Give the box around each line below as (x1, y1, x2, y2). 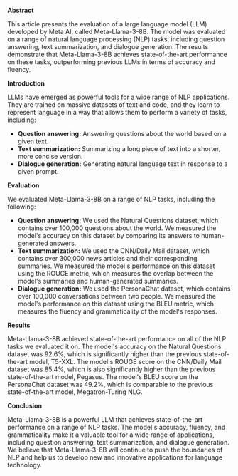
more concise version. (17, 152, 83, 160)
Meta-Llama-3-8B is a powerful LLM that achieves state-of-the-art (7, 415, 203, 423)
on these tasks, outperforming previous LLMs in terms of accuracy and (7, 58, 215, 66)
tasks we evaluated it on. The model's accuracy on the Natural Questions (7, 342, 222, 351)
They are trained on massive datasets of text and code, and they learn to (7, 100, 220, 109)
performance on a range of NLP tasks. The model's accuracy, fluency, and (7, 423, 226, 431)
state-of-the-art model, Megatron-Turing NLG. (7, 388, 144, 396)
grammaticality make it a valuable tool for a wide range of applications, (7, 430, 215, 439)
